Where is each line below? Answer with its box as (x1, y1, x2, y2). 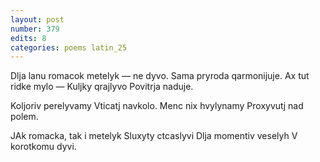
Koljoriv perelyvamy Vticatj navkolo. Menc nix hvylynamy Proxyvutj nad (10, 100, 304, 112)
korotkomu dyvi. (10, 141, 77, 153)
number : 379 (10, 24, 60, 34)
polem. (10, 111, 39, 123)
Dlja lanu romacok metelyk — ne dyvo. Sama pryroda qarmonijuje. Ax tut (10, 70, 310, 82)
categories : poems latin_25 (10, 42, 128, 53)
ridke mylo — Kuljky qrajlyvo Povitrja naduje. (10, 81, 194, 93)
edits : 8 (10, 33, 47, 43)
